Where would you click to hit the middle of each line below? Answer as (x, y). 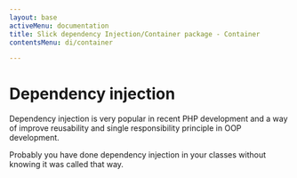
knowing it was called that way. (67, 165)
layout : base (33, 17)
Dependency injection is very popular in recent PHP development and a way (148, 119)
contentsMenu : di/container (61, 42)
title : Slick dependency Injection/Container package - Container (135, 34)
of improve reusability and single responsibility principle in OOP (125, 128)
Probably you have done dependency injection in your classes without (138, 155)
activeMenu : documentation (59, 26)
